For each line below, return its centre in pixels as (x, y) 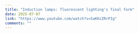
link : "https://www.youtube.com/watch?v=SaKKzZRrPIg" (61, 18)
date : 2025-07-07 (23, 14)
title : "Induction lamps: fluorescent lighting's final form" (70, 9)
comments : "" (18, 23)
